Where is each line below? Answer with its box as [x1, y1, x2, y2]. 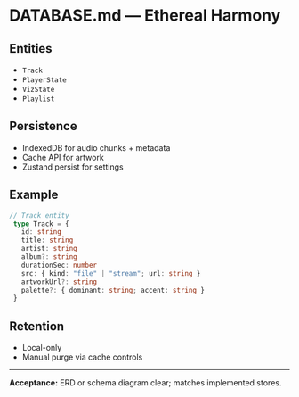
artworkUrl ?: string [20, 277, 98, 286]
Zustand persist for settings [21, 161, 124, 172]
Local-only [21, 343, 62, 353]
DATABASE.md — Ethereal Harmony [9, 5, 281, 26]
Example [9, 187, 59, 203]
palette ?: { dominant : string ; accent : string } [20, 285, 205, 294]
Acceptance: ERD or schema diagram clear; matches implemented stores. [9, 377, 282, 388]
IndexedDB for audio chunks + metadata [21, 142, 171, 153]
